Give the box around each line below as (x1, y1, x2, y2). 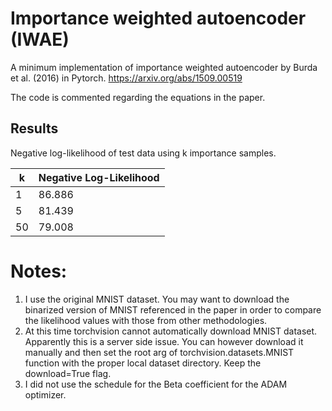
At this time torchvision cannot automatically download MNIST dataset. (24, 325, 318, 337)
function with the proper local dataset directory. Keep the (24, 357, 262, 369)
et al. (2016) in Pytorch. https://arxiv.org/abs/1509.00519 (10, 72, 243, 84)
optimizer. (24, 388, 67, 401)
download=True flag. (24, 367, 112, 379)
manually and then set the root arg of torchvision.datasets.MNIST (24, 346, 295, 358)
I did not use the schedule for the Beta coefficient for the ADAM (24, 378, 288, 390)
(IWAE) (10, 28, 70, 51)
